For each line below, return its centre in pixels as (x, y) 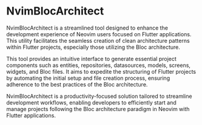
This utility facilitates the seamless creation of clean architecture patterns (98, 40)
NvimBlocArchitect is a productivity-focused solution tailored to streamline (99, 96)
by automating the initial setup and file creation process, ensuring (88, 78)
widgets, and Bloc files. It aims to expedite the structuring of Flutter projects (101, 71)
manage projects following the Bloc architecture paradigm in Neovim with (98, 109)
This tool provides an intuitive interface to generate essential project (92, 59)
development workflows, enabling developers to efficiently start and (92, 102)
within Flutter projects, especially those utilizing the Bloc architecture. (93, 47)
